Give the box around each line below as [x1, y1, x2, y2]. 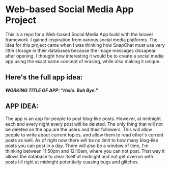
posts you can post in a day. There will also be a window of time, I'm [5, 143, 149, 149]
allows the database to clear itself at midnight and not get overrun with [5, 153, 154, 159]
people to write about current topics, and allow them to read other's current [5, 131, 164, 138]
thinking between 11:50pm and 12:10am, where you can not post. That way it [5, 148, 165, 154]
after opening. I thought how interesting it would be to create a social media [5, 52, 164, 59]
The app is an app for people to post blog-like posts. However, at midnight [5, 116, 161, 122]
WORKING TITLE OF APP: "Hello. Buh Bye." [5, 87, 98, 93]
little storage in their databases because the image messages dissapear [5, 47, 156, 53]
